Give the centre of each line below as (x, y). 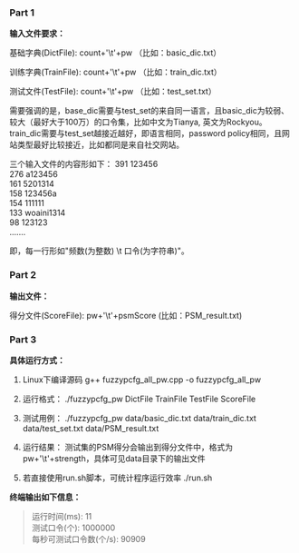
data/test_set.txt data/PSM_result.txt (91, 428)
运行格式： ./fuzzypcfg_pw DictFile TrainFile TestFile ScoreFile (139, 399)
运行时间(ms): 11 (62, 516)
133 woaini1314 (38, 213)
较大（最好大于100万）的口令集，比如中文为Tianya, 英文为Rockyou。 (138, 122)
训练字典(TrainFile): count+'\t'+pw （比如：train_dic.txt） (116, 72)
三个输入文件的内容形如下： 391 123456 (84, 164)
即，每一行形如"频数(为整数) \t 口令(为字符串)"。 (99, 251)
